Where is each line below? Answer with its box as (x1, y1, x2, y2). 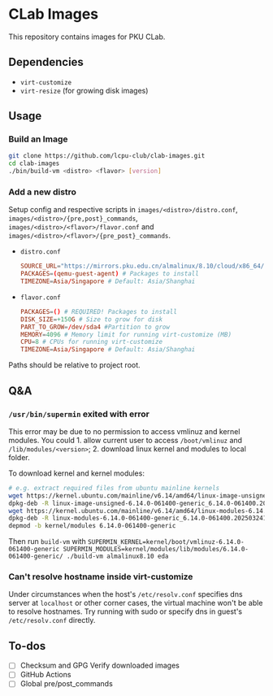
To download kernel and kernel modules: (8, 468, 145, 478)
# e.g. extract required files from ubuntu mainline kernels (8, 484, 220, 492)
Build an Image (8, 133, 68, 145)
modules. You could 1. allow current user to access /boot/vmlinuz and (8, 435, 242, 445)
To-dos (8, 639, 46, 653)
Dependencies (8, 55, 84, 69)
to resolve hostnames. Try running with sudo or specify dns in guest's (8, 607, 242, 616)
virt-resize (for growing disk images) (19, 85, 149, 95)
